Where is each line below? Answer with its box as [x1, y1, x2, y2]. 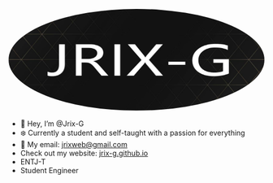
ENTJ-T [19, 157, 46, 167]
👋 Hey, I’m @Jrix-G [19, 119, 84, 129]
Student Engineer [19, 166, 79, 175]
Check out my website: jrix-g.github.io [19, 148, 149, 158]
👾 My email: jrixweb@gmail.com [19, 140, 128, 149]
